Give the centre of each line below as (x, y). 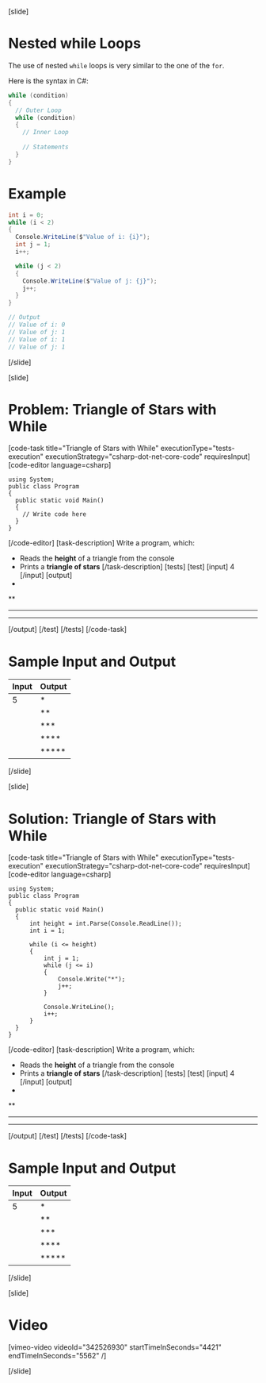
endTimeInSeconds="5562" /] (57, 1356)
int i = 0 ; (26, 215)
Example (37, 193)
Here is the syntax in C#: (48, 81)
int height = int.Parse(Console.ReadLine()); (105, 924)
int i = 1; (47, 931)
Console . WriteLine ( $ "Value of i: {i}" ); (83, 237)
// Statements (46, 147)
